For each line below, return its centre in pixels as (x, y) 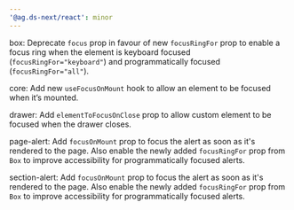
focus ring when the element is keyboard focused (100, 52)
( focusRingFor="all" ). (49, 71)
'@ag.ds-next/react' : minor (61, 17)
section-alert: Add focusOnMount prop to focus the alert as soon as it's (136, 177)
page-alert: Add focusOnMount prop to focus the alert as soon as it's (132, 141)
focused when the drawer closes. (70, 124)
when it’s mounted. (44, 97)
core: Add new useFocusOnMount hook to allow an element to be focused (140, 88)
